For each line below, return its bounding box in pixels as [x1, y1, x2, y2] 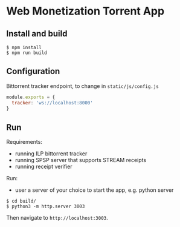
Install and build [6, 29, 68, 39]
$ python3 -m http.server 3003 [6, 203, 85, 210]
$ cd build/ [6, 198, 36, 205]
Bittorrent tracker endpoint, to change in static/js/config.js [6, 82, 159, 89]
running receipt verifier [14, 163, 72, 171]
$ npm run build [6, 50, 47, 56]
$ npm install [6, 44, 42, 50]
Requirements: [6, 138, 42, 146]
